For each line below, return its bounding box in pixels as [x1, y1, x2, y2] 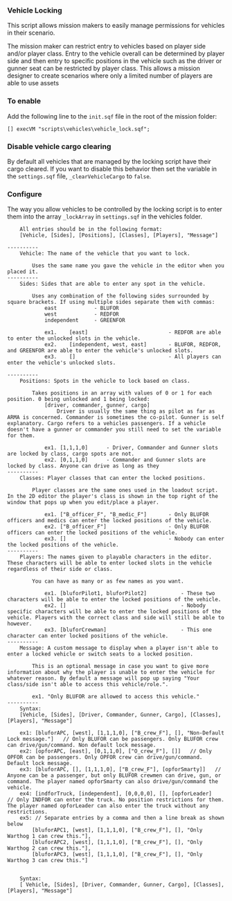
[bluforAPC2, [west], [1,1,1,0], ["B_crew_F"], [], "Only [32, 839, 203, 846]
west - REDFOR [44, 311, 119, 318]
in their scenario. [7, 28, 55, 37]
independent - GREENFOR [44, 317, 126, 324]
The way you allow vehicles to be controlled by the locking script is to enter [7, 205, 223, 214]
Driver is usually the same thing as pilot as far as [56, 408, 215, 415]
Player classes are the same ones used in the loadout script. [32, 487, 218, 494]
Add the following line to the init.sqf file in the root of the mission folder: [7, 112, 217, 120]
